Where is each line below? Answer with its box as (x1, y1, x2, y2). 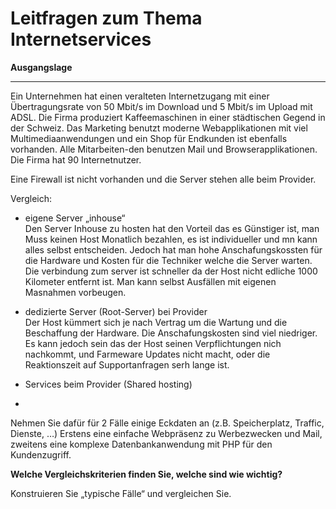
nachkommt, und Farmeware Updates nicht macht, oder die (24, 348, 271, 360)
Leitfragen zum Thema (10, 7, 203, 30)
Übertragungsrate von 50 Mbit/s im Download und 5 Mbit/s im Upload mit (10, 100, 313, 112)
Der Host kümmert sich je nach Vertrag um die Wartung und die (24, 316, 288, 328)
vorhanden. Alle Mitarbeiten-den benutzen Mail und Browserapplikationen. (10, 143, 318, 155)
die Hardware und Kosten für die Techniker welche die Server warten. (24, 254, 313, 266)
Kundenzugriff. (10, 448, 72, 461)
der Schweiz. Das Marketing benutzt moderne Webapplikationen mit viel (10, 122, 308, 134)
